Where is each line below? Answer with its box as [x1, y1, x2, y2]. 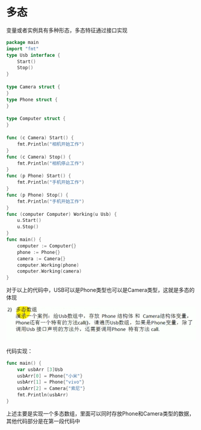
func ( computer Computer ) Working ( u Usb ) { [6, 211, 117, 217]
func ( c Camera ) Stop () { [6, 154, 71, 160]
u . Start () [17, 218, 42, 224]
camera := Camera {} [17, 256, 66, 262]
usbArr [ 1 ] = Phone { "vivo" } [17, 379, 85, 385]
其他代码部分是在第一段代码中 [6, 417, 80, 425]
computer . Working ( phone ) [17, 262, 79, 268]
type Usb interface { [6, 52, 61, 58]
